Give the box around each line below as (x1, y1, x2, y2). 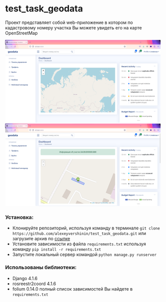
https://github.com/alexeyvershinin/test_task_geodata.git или (12, 230, 147, 236)
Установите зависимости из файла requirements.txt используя (12, 241, 146, 247)
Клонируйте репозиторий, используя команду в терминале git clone (12, 225, 160, 231)
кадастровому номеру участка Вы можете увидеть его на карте (5, 24, 142, 30)
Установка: (5, 214, 34, 221)
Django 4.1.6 (12, 275, 38, 281)
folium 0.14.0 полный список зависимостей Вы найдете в (12, 286, 133, 292)
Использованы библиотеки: (5, 264, 77, 271)
